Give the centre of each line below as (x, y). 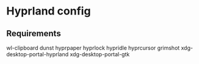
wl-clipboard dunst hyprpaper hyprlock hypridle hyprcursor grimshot (93, 48)
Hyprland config (49, 11)
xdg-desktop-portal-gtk (100, 54)
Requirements (34, 34)
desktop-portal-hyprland (38, 54)
